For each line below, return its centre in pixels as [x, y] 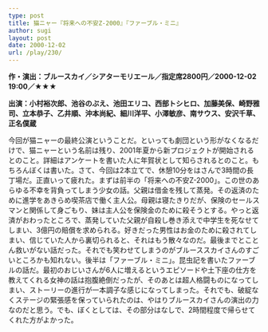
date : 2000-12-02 [37, 45]
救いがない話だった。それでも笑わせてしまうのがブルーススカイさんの [130, 250]
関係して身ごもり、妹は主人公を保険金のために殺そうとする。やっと [141, 210]
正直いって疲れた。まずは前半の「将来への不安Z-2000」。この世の [144, 180]
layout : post [30, 38]
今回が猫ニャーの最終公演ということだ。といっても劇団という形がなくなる [130, 140]
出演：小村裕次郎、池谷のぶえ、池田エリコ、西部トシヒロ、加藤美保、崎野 [130, 103]
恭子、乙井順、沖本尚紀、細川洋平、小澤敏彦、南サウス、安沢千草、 [148, 113]
